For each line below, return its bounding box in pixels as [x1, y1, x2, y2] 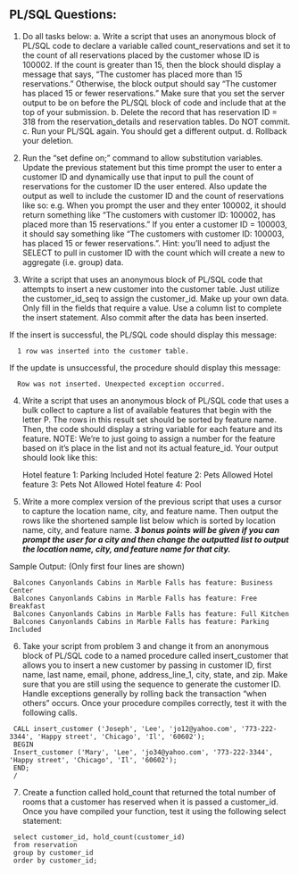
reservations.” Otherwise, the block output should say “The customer [21, 78, 277, 88]
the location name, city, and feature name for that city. [21, 544, 231, 554]
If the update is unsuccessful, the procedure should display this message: [9, 362, 281, 373]
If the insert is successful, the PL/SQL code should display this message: [9, 329, 278, 340]
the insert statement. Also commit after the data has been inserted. [21, 312, 270, 322]
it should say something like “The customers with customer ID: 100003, [21, 228, 285, 239]
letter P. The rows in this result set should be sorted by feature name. [21, 414, 277, 425]
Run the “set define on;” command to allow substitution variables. [21, 152, 263, 163]
